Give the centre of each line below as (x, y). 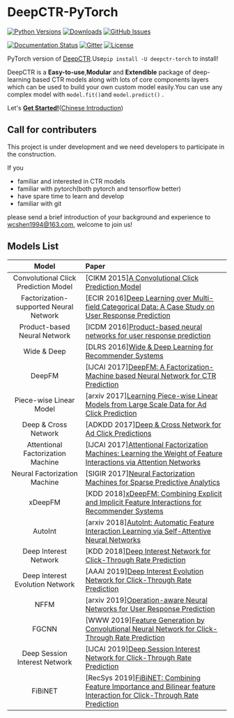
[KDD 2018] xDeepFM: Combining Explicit (154, 493)
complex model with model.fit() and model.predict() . (86, 94)
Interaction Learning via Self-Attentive (148, 531)
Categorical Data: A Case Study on (158, 307)
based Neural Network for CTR (166, 376)
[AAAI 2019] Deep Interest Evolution (145, 571)
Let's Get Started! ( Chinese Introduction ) (65, 108)
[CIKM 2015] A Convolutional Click (142, 278)
